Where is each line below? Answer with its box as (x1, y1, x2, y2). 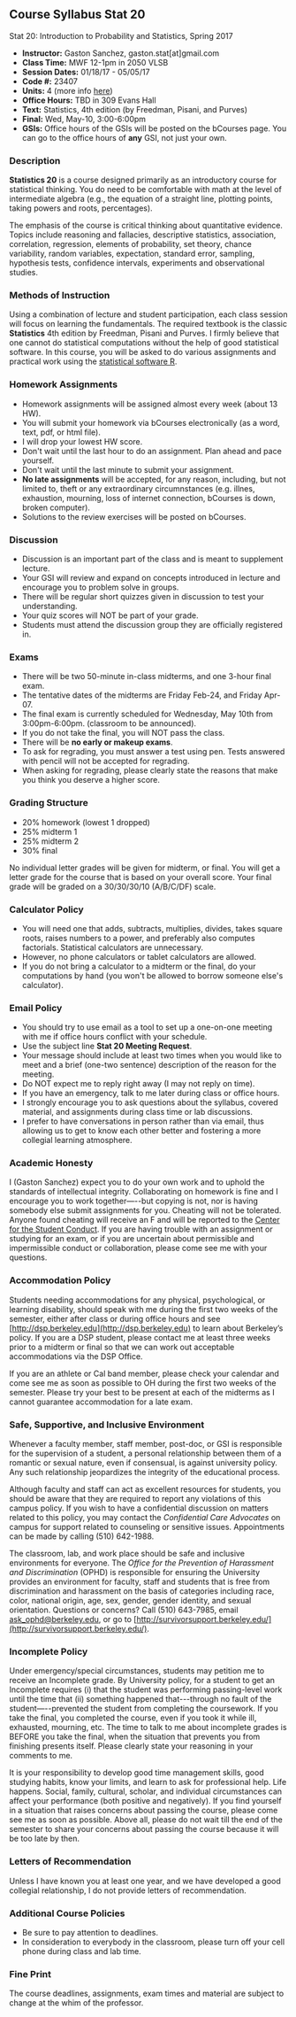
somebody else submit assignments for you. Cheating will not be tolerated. (9, 1205, 282, 1216)
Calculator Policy (9, 903, 84, 916)
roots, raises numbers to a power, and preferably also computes (21, 932, 255, 943)
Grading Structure (9, 797, 88, 809)
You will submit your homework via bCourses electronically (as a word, (21, 417, 280, 428)
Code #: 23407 (21, 75, 78, 87)
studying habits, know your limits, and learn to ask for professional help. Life (9, 1777, 287, 1788)
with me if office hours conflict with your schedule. (21, 1032, 208, 1042)
